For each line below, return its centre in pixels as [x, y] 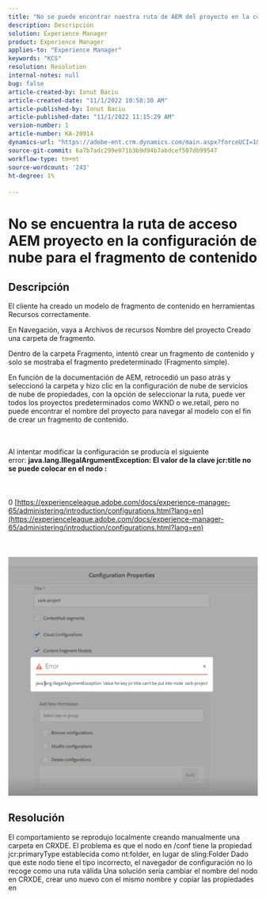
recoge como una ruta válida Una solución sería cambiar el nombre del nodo [133, 870]
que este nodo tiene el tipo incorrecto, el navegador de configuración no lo [131, 862]
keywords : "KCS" [35, 59]
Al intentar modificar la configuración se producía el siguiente [109, 452]
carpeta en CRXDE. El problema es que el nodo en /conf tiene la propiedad [130, 845]
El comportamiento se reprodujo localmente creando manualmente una [124, 837]
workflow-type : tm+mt [44, 159]
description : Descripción [51, 25]
